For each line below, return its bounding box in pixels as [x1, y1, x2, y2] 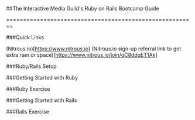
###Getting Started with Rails [6, 97, 77, 104]
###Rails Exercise [6, 108, 50, 115]
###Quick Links [6, 34, 45, 40]
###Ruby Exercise [6, 85, 50, 92]
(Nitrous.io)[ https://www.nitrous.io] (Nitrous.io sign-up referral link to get [6, 45, 182, 52]
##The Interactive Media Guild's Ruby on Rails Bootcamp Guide [6, 5, 159, 12]
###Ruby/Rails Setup [6, 63, 57, 70]
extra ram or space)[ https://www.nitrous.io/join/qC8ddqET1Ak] [6, 52, 158, 58]
